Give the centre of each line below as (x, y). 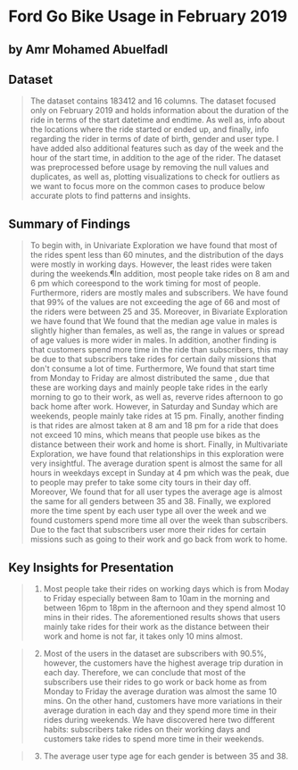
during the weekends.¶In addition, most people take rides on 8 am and (160, 274)
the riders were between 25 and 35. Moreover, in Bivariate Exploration (159, 312)
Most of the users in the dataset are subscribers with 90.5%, (155, 654)
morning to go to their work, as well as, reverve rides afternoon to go (157, 397)
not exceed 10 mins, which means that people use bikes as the (145, 435)
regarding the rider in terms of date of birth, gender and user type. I (154, 139)
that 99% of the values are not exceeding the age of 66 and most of (155, 302)
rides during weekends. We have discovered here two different (159, 720)
